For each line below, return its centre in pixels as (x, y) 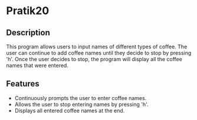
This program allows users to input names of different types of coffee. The (97, 46)
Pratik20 (28, 11)
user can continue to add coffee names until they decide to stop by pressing (99, 53)
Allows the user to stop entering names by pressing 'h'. (81, 104)
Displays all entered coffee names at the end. (70, 111)
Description (28, 33)
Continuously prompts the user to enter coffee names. (81, 98)
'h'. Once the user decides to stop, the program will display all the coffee (94, 59)
